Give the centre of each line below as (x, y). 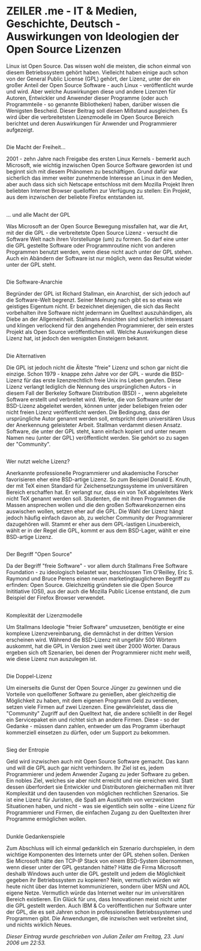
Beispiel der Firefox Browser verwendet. (56, 598)
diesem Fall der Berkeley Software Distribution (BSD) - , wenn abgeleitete (97, 393)
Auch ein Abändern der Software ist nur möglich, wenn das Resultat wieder (99, 258)
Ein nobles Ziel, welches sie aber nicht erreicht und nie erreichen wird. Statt (100, 781)
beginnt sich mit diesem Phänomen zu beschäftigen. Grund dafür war (92, 172)
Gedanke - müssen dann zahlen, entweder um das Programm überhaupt (96, 726)
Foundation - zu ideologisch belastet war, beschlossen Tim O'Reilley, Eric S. (100, 573)
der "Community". (28, 444)
